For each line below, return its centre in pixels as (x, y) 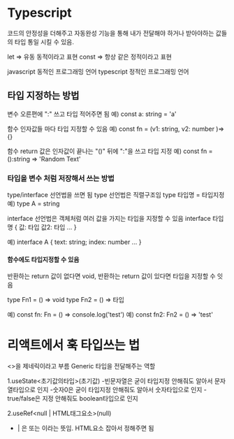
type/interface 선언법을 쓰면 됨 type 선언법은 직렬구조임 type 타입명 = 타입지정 (116, 195)
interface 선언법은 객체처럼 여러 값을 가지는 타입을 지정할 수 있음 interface (109, 219)
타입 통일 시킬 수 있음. (44, 42)
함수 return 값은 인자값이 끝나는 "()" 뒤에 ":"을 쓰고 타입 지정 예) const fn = (110, 151)
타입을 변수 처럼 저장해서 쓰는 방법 (61, 178)
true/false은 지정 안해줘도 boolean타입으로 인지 (73, 398)
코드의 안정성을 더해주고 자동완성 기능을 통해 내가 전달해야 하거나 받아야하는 (111, 33)
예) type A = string (34, 203)
